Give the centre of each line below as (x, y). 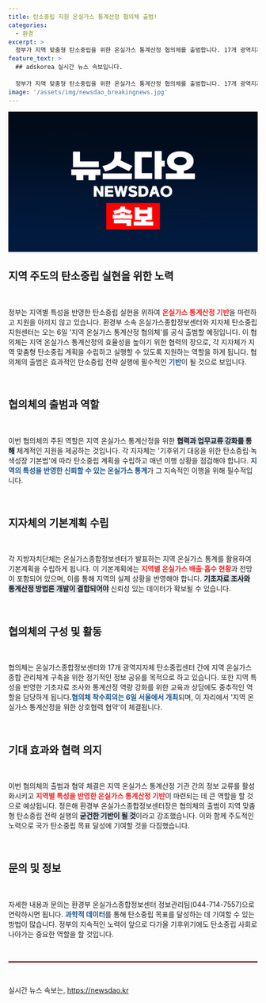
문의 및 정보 (35, 868)
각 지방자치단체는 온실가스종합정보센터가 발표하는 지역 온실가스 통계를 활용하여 (130, 559)
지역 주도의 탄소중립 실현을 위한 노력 (91, 277)
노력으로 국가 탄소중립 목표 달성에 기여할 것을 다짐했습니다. (99, 826)
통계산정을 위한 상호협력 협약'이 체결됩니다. (96, 707)
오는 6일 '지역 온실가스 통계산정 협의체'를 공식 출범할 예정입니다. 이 (146, 332)
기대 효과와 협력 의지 (55, 750)
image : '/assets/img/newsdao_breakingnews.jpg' (88, 92)
